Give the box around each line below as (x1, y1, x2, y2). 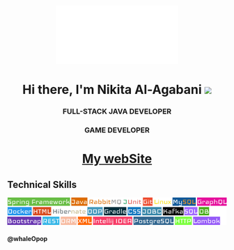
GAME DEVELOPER (84, 125, 150, 135)
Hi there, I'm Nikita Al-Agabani (22, 82, 202, 97)
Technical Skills (7, 178, 77, 190)
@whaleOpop (7, 234, 48, 242)
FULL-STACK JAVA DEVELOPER (62, 107, 172, 116)
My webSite (81, 151, 153, 167)
